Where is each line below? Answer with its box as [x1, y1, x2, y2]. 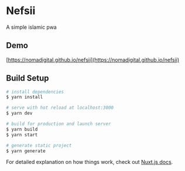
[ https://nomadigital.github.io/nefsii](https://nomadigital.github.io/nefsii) [6, 56, 180, 63]
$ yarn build [6, 126, 38, 132]
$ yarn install [6, 94, 43, 100]
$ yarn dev [6, 110, 33, 116]
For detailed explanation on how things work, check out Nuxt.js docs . [6, 159, 173, 166]
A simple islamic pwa [6, 24, 57, 31]
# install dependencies [6, 89, 64, 95]
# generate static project [6, 142, 72, 148]
